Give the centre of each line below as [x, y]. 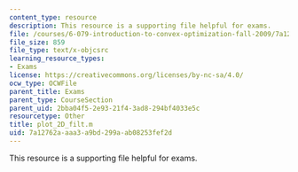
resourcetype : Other [47, 116]
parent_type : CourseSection [61, 100]
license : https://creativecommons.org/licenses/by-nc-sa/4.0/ [126, 75]
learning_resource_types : [57, 59]
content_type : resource [53, 17]
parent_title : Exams [47, 91]
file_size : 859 [37, 42]
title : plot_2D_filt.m [51, 125]
